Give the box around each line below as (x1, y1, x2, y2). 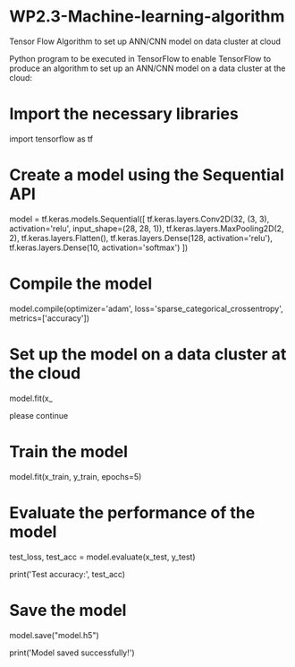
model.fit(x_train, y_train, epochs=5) (9, 471, 142, 481)
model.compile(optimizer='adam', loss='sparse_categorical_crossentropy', (9, 303, 283, 314)
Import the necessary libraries (9, 104, 239, 125)
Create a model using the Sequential (9, 165, 284, 186)
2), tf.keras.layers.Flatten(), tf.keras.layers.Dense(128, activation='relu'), (9, 232, 273, 243)
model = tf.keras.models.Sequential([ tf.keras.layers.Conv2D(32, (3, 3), (9, 213, 270, 224)
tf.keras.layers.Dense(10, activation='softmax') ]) (9, 242, 189, 253)
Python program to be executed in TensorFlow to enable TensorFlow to (9, 53, 271, 64)
